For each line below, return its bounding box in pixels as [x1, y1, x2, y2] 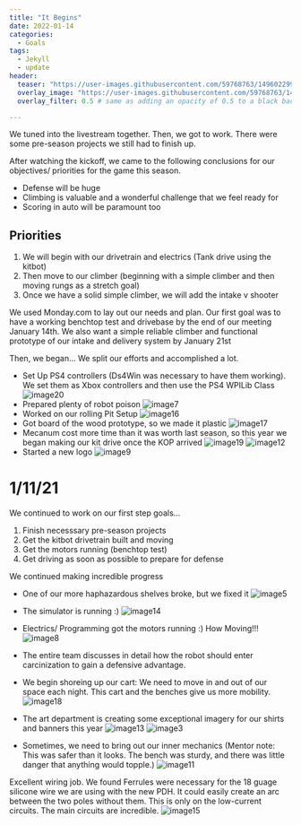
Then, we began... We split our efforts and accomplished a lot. [9, 353, 239, 364]
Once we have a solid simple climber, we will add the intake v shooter [21, 290, 279, 300]
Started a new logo [21, 447, 93, 457]
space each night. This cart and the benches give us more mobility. [21, 687, 271, 698]
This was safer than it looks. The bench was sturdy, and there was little [21, 750, 285, 760]
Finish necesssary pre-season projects [21, 525, 167, 536]
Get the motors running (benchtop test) [21, 544, 168, 555]
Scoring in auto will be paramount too [21, 202, 161, 213]
